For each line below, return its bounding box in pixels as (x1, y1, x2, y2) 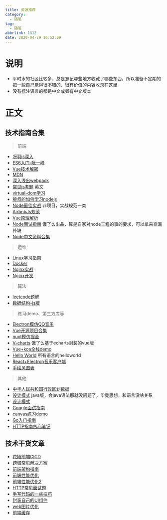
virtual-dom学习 (12, 190, 46, 196)
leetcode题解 (12, 294, 40, 300)
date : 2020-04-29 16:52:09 (5, 35, 61, 40)
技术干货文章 (5, 439, 45, 448)
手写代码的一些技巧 (12, 491, 52, 497)
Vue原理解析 (12, 215, 38, 221)
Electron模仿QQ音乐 (12, 321, 54, 327)
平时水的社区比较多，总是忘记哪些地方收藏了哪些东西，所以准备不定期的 (12, 75, 161, 81)
